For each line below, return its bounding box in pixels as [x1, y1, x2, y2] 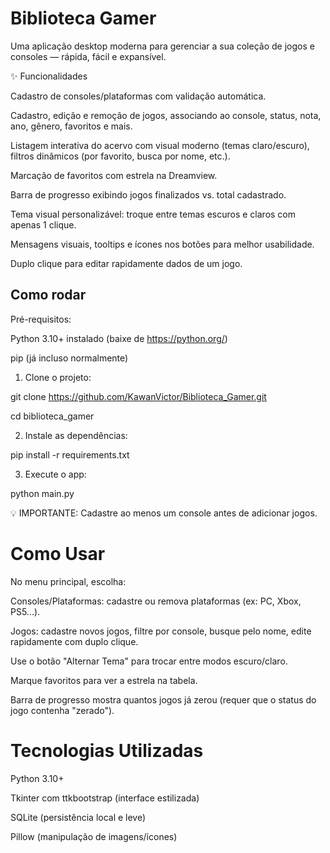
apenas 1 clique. [10, 218, 77, 231]
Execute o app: [24, 468, 87, 480]
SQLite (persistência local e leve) [10, 811, 147, 823]
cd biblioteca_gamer [10, 410, 95, 422]
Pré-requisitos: [10, 313, 72, 325]
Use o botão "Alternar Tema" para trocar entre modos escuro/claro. [10, 655, 288, 667]
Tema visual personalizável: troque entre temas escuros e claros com [10, 208, 297, 220]
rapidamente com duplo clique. [10, 635, 139, 647]
